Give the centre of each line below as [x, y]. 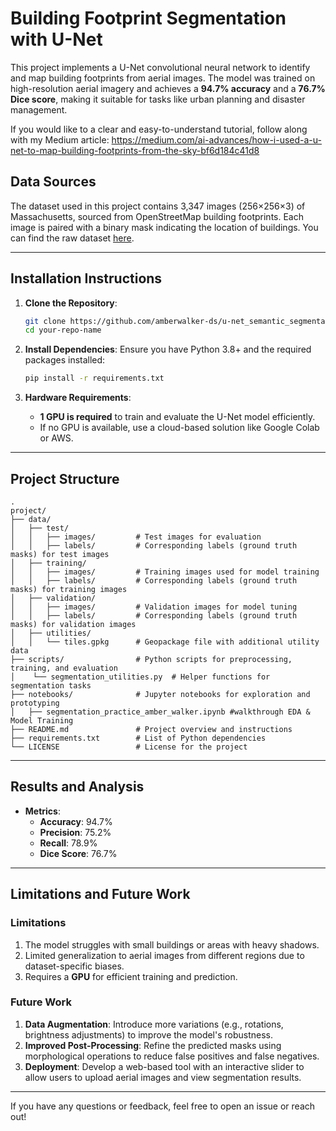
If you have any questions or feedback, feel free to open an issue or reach [163, 1106]
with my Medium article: [60, 139]
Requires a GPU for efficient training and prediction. [131, 976]
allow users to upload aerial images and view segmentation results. [163, 1077]
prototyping [35, 703]
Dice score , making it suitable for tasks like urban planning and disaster [158, 99]
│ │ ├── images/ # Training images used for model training [165, 572]
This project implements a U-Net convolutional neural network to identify [160, 67]
